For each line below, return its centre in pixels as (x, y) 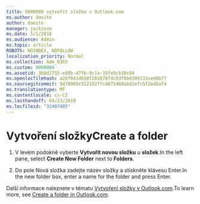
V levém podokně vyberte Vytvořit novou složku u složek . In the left (99, 153)
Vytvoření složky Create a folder (87, 136)
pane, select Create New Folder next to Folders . (74, 159)
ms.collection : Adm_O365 (37, 62)
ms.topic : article (29, 45)
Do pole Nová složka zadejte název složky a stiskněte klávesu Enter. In (101, 170)
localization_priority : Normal (45, 56)
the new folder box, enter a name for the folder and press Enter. (93, 176)
